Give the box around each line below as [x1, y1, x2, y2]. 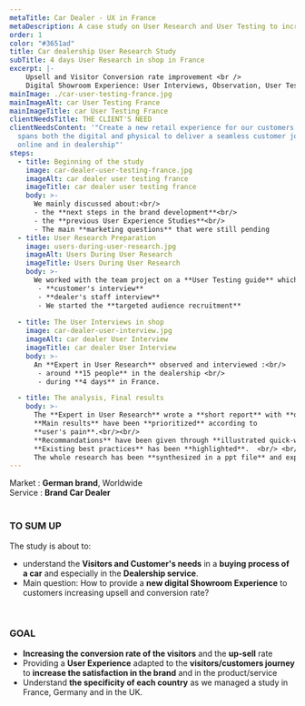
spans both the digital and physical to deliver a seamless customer [17, 132, 286, 141]
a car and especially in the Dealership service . [22, 568, 199, 579]
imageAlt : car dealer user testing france [25, 174, 189, 183]
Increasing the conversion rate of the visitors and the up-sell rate [22, 648, 273, 659]
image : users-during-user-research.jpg [25, 242, 177, 251]
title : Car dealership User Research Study [9, 47, 177, 56]
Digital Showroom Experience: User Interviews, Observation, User [25, 81, 282, 90]
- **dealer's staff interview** [37, 292, 161, 301]
